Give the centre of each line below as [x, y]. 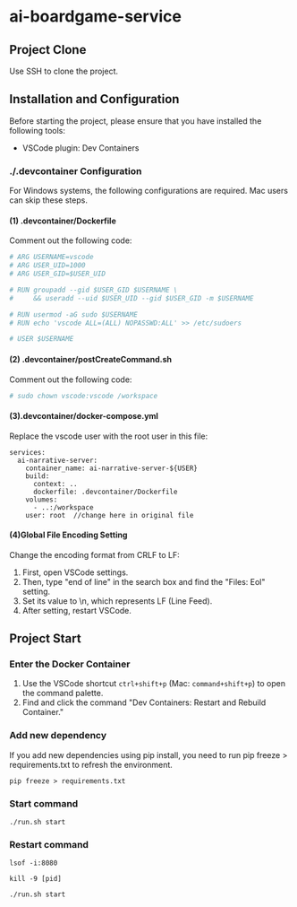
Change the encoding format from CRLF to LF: [95, 554]
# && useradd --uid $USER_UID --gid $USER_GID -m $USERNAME [132, 298]
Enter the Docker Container [70, 664]
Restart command [49, 845]
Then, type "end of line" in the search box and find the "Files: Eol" [144, 581]
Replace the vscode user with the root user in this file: [109, 436]
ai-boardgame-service [95, 17]
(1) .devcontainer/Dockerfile [63, 221]
